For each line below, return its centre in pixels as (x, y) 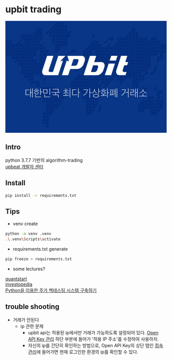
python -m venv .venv (28, 234)
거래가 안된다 (26, 319)
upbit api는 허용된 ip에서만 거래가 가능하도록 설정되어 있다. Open (93, 332)
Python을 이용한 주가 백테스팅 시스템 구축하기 (51, 290)
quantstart (16, 278)
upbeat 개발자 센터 (24, 166)
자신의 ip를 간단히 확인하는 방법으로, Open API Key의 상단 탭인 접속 (95, 345)
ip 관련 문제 (32, 326)
